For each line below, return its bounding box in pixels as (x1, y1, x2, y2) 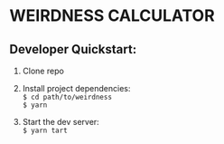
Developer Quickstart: (9, 42, 137, 57)
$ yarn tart (22, 126, 68, 135)
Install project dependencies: (22, 83, 131, 93)
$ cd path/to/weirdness (22, 92, 113, 101)
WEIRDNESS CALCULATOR (9, 5, 215, 26)
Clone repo (22, 65, 65, 76)
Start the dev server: (22, 117, 99, 127)
